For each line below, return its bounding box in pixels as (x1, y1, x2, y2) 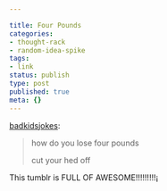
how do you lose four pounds (30, 137, 140, 148)
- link (9, 62, 34, 71)
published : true (9, 87, 70, 96)
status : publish (9, 71, 70, 80)
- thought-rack (9, 37, 66, 46)
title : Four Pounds (9, 21, 82, 29)
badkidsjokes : (9, 120, 61, 130)
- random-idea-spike (9, 46, 87, 54)
